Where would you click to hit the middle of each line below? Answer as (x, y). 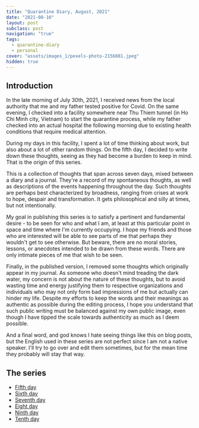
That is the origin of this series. (44, 162)
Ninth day (26, 413)
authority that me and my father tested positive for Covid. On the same (93, 106)
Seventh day (30, 400)
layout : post (22, 23)
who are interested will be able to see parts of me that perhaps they (89, 236)
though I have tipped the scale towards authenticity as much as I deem (93, 317)
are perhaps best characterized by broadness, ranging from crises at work (97, 193)
